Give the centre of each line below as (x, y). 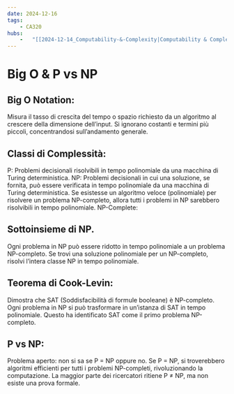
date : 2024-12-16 (32, 14)
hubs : (15, 33)
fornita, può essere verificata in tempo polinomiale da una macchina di (108, 185)
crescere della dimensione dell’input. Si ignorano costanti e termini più (108, 124)
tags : (15, 20)
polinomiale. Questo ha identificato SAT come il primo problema (99, 314)
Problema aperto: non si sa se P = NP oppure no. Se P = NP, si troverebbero (116, 361)
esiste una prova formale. (44, 383)
